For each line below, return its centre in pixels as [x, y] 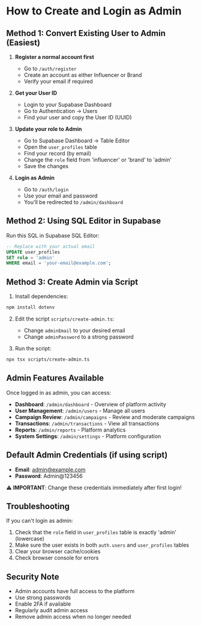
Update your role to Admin [48, 129]
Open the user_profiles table [60, 147]
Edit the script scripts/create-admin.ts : [64, 319]
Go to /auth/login [46, 189]
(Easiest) [23, 42]
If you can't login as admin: [40, 521]
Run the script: [33, 348]
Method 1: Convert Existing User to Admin [86, 33]
